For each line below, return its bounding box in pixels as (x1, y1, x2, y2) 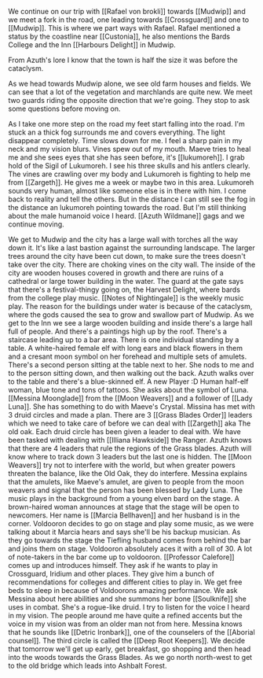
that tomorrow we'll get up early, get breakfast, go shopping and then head (8, 644, 251, 654)
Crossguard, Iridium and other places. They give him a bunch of (8, 569, 214, 578)
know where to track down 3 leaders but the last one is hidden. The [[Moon (8, 452, 253, 461)
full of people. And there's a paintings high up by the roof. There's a (8, 326, 228, 336)
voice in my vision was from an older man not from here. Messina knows (8, 619, 243, 628)
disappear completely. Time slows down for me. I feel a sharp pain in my (8, 136, 243, 145)
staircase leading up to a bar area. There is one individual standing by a (8, 335, 239, 345)
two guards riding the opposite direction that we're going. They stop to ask (8, 96, 250, 105)
